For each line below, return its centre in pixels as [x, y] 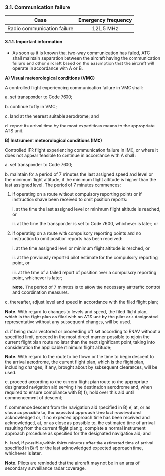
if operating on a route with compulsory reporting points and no [77, 233]
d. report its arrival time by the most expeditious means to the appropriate [80, 126]
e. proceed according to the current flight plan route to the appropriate [77, 382]
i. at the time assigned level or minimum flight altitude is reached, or [81, 248]
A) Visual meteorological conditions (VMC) [50, 78]
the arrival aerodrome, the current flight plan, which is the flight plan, [75, 362]
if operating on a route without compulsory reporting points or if [77, 194]
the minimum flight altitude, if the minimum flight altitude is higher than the [81, 179]
